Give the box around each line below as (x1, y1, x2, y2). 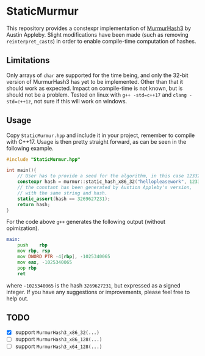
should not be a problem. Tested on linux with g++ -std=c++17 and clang (6, 91, 187, 98)
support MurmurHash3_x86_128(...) (15, 335, 103, 343)
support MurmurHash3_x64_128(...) (15, 343, 103, 350)
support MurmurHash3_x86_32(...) (15, 328, 99, 336)
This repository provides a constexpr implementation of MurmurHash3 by (6, 24, 191, 32)
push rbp (17, 242, 48, 248)
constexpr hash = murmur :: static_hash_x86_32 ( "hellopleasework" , (17, 179, 187, 185)
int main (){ (6, 167, 37, 174)
